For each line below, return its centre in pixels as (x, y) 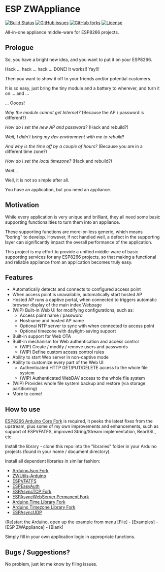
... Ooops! (15, 103)
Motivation (22, 205)
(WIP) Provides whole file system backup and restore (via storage (79, 383)
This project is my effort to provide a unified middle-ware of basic (72, 251)
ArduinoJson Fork (30, 471)
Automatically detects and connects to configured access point (77, 289)
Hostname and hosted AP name (52, 321)
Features (19, 277)
